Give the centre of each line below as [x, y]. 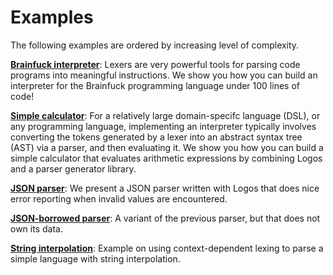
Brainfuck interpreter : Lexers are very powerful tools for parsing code [155, 64]
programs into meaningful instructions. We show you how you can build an [164, 75]
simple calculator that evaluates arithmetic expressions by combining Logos [166, 158]
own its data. [36, 228]
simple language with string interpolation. [95, 258]
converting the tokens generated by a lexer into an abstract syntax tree [156, 137]
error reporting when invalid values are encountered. [119, 198]
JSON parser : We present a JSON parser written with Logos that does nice [165, 188]
